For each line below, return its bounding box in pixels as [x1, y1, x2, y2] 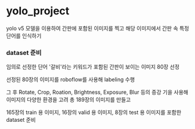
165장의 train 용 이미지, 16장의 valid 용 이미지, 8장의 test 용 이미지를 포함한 [6, 109, 182, 116]
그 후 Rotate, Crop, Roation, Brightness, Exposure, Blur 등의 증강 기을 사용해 [6, 88, 189, 96]
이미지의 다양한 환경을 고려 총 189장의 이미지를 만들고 [6, 96, 131, 103]
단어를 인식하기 [6, 32, 42, 39]
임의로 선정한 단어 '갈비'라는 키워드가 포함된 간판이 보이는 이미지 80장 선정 [6, 63, 180, 70]
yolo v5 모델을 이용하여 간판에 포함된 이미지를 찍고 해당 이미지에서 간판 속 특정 [6, 24, 190, 32]
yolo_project [6, 4, 70, 18]
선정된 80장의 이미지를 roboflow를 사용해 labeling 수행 [6, 76, 135, 83]
